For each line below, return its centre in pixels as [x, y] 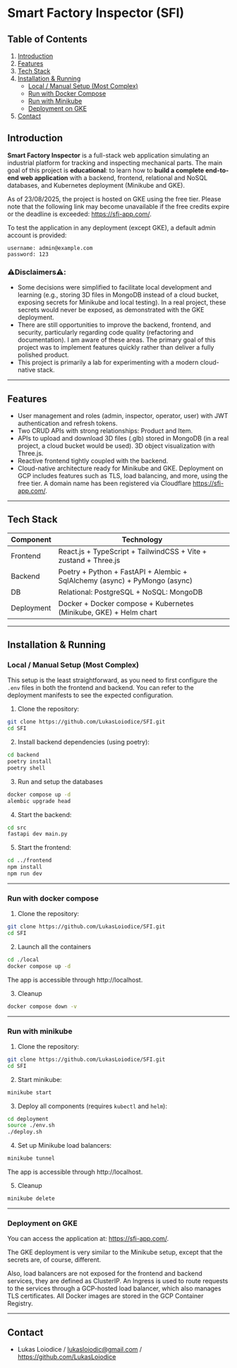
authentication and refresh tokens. [67, 423]
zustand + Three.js [89, 560]
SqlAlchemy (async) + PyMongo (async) [125, 581]
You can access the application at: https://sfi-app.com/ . [88, 1239]
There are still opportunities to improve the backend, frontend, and [114, 325]
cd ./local [23, 959]
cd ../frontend [30, 861]
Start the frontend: [44, 847]
